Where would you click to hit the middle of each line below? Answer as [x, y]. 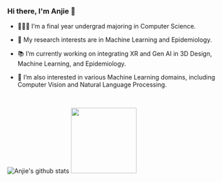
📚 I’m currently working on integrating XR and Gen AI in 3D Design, [114, 54]
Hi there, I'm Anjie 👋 [41, 11]
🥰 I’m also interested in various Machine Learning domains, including [116, 77]
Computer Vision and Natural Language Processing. [92, 85]
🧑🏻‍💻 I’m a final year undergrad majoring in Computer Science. [106, 26]
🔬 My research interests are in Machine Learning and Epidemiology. [114, 40]
